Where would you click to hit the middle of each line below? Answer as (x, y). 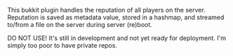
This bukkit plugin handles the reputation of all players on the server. (106, 10)
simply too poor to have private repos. (62, 45)
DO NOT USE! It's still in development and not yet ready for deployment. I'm (117, 38)
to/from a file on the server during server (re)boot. (80, 25)
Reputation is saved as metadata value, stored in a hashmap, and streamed (116, 17)
